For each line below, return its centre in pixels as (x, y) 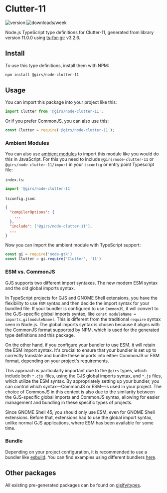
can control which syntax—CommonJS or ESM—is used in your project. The (83, 386)
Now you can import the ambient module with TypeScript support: (73, 245)
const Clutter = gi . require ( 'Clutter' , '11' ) (53, 259)
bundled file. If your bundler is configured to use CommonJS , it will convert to (82, 308)
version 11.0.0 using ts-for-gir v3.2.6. (43, 38)
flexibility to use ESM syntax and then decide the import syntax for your (77, 303)
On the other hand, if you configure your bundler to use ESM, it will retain (80, 345)
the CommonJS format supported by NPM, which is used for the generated (82, 330)
